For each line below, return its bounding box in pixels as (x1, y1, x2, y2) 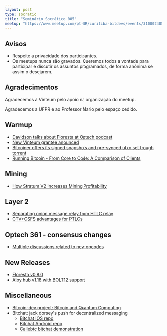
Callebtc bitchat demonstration (19, 326, 83, 332)
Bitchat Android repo (19, 320, 63, 326)
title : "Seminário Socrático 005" (5, 16, 77, 21)
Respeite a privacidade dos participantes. (12, 53, 98, 59)
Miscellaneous (5, 291, 52, 300)
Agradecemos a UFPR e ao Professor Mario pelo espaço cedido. (5, 106, 138, 112)
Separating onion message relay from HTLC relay (12, 211, 113, 217)
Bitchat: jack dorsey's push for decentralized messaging (12, 310, 128, 316)
